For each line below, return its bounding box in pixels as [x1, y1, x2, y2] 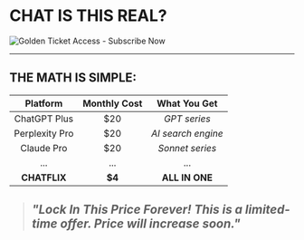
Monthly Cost [82, 97, 143, 110]
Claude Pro [20, 141, 68, 154]
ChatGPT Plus [14, 112, 74, 125]
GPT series [164, 112, 211, 125]
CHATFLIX [21, 171, 67, 184]
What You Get [157, 97, 218, 110]
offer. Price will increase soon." [60, 216, 242, 232]
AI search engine [150, 127, 223, 139]
